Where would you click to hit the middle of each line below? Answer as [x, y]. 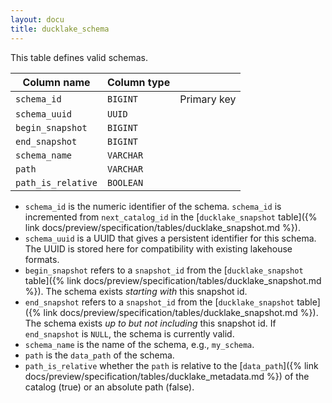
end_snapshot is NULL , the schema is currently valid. [129, 333]
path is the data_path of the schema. [99, 355]
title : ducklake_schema [60, 29]
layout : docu [37, 19]
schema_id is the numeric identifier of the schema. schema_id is [153, 206]
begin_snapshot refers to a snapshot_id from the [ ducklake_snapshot [164, 270]
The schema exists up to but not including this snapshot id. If [150, 323]
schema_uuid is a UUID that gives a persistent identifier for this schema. [170, 238]
